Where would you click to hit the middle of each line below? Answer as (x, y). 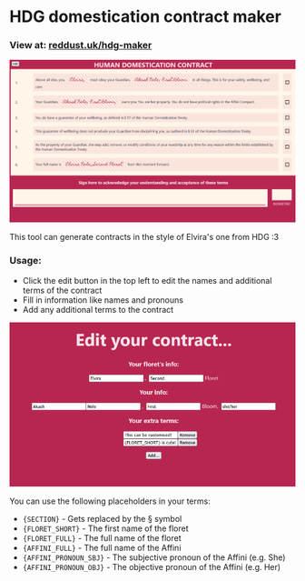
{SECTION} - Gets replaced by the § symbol (102, 518)
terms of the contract (62, 290)
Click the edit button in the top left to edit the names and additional (147, 280)
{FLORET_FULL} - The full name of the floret (102, 537)
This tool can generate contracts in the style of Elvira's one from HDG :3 (144, 237)
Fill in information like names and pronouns (103, 300)
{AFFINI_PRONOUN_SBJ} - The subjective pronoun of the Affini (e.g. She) (154, 557)
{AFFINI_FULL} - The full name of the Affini (102, 547)
